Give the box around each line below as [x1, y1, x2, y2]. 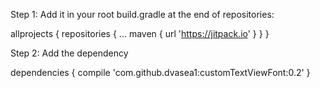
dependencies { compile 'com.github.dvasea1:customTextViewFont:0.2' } [10, 67, 311, 78]
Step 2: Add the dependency [10, 47, 129, 59]
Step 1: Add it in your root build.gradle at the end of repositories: [10, 9, 275, 20]
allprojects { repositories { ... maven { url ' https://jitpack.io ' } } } [10, 28, 270, 39]
